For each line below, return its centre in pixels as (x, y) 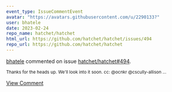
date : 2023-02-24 (27, 28)
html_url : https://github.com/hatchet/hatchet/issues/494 (79, 39)
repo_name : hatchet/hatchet (41, 34)
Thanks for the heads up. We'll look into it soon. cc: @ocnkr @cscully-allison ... (86, 72)
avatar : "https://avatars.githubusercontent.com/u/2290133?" (83, 17)
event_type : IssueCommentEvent (45, 11)
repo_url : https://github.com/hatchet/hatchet (64, 45)
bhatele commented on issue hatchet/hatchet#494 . (69, 61)
